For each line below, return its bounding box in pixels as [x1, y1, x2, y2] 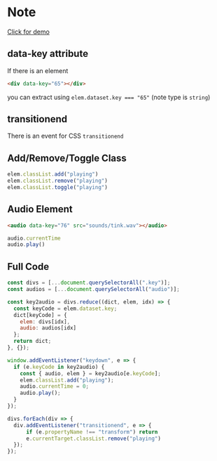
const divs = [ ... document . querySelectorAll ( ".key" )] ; [7, 279, 171, 287]
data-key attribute [7, 48, 89, 60]
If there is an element [7, 66, 69, 74]
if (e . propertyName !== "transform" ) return [25, 428, 158, 436]
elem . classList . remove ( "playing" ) [7, 177, 108, 185]
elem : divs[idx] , [20, 318, 71, 325]
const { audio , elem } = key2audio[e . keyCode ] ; [20, 370, 161, 377]
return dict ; [13, 338, 52, 345]
